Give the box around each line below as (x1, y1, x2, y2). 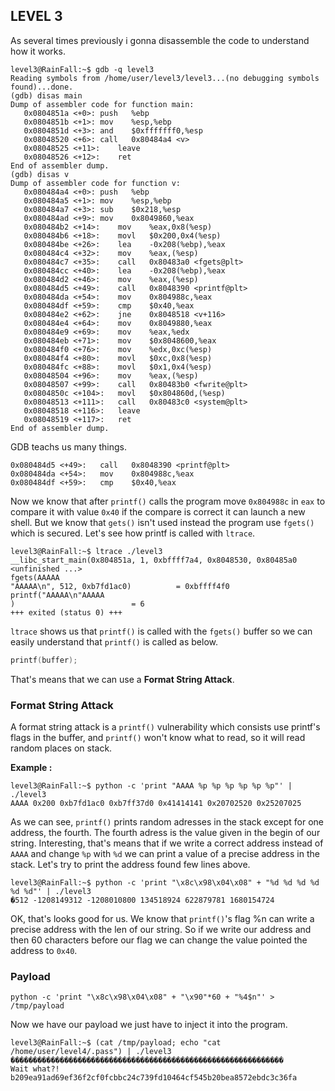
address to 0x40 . (10, 944, 78, 956)
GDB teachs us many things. (10, 440, 127, 453)
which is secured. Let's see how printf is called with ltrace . (10, 527, 256, 539)
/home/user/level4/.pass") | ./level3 (10, 1047, 172, 1057)
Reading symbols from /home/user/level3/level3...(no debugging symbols (10, 73, 320, 83)
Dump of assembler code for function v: (10, 178, 182, 188)
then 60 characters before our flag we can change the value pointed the (10, 934, 308, 946)
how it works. (10, 45, 66, 57)
